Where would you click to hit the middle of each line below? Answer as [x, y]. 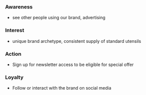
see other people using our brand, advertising [59, 18]
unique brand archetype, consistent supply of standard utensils [77, 41]
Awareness [19, 7]
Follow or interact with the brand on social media [62, 88]
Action [13, 54]
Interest [15, 31]
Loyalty [14, 77]
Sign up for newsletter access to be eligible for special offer [73, 64]
